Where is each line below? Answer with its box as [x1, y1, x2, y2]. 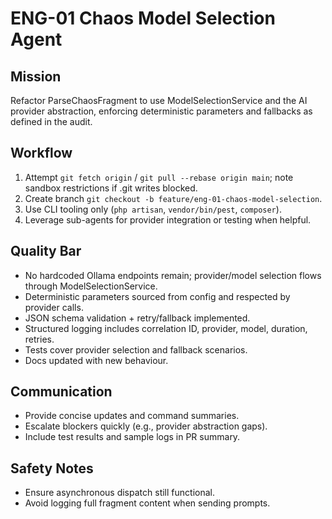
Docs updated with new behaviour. [24, 354, 169, 366]
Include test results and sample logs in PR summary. [24, 431, 241, 443]
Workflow [10, 145, 73, 162]
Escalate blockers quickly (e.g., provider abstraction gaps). [24, 420, 268, 432]
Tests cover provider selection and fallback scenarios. [24, 343, 248, 356]
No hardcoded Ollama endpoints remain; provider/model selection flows [24, 269, 322, 281]
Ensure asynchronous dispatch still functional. [24, 487, 215, 499]
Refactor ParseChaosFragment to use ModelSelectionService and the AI [10, 95, 308, 106]
